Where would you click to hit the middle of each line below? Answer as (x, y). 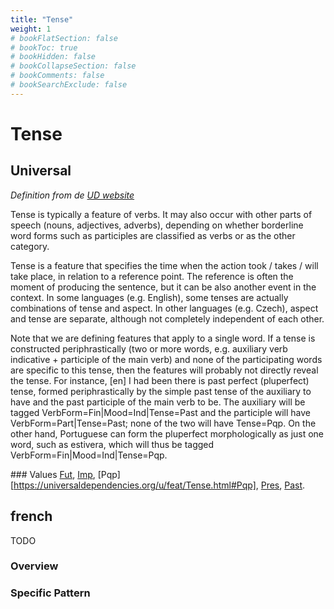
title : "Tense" (42, 19)
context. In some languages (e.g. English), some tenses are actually (149, 297)
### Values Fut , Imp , (53, 474)
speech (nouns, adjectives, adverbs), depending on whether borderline (157, 225)
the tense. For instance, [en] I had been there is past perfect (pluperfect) (160, 380)
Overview (34, 566)
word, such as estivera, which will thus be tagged (112, 444)
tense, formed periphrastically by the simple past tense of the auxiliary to (161, 391)
